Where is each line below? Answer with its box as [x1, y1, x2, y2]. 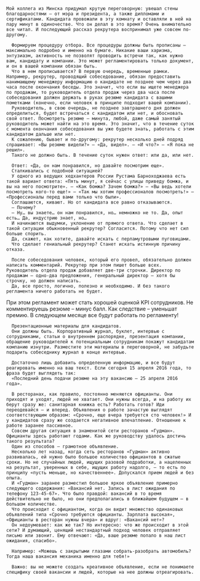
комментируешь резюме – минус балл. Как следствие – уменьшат [6, 305, 178, 312]
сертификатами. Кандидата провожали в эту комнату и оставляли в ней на [6, 16, 192, 22]
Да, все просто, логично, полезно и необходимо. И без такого [11, 283, 170, 289]
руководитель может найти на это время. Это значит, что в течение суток [6, 121, 195, 127]
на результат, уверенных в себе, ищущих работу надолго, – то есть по [6, 464, 186, 470]
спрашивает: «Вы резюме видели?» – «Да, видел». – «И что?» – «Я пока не [6, 142, 195, 148]
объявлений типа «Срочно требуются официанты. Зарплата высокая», [6, 512, 175, 518]
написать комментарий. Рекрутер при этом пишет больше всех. [6, 262, 162, 268]
